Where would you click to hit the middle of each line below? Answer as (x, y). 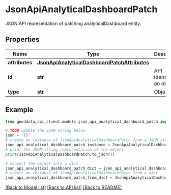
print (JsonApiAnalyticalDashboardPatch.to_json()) (60, 154)
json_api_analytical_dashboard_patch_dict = (53, 168)
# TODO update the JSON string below (45, 131)
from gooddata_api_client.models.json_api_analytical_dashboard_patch (82, 121)
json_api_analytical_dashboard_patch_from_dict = (59, 178)
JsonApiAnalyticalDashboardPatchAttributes (93, 62)
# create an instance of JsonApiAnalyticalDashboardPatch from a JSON (82, 140)
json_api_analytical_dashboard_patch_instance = (58, 145)
